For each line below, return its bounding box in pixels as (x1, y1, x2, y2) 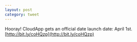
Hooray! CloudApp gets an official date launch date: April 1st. (5, 25, 133, 31)
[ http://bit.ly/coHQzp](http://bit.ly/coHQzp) (5, 31, 95, 37)
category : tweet (5, 12, 39, 17)
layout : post (5, 7, 33, 12)
